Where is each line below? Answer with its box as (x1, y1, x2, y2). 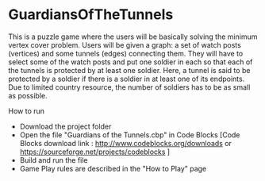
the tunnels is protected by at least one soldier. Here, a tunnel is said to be (8, 65, 251, 75)
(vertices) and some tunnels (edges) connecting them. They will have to (8, 48, 244, 58)
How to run (8, 106, 45, 116)
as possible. (8, 90, 48, 100)
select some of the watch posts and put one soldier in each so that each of (8, 57, 253, 67)
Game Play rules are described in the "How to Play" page (19, 164, 207, 173)
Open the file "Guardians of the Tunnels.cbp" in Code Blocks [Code (19, 129, 240, 140)
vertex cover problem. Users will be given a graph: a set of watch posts (8, 40, 242, 49)
